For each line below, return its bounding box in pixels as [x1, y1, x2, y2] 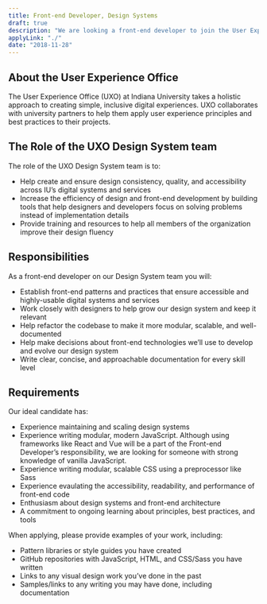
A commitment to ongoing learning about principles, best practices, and [19, 506, 256, 517]
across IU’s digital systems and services [19, 184, 152, 195]
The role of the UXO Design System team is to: [8, 161, 161, 171]
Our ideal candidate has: [8, 407, 89, 416]
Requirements [8, 385, 79, 399]
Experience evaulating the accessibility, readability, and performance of [19, 482, 255, 491]
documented [19, 329, 62, 339]
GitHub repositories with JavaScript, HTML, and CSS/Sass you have [19, 554, 242, 564]
